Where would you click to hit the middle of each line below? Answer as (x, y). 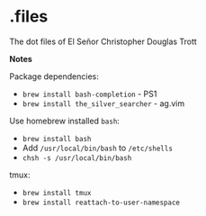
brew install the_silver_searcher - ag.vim (103, 103)
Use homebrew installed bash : (64, 121)
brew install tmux (57, 193)
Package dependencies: (54, 76)
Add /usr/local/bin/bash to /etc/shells (98, 148)
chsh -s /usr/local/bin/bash (77, 158)
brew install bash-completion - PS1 (90, 94)
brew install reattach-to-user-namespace (101, 202)
